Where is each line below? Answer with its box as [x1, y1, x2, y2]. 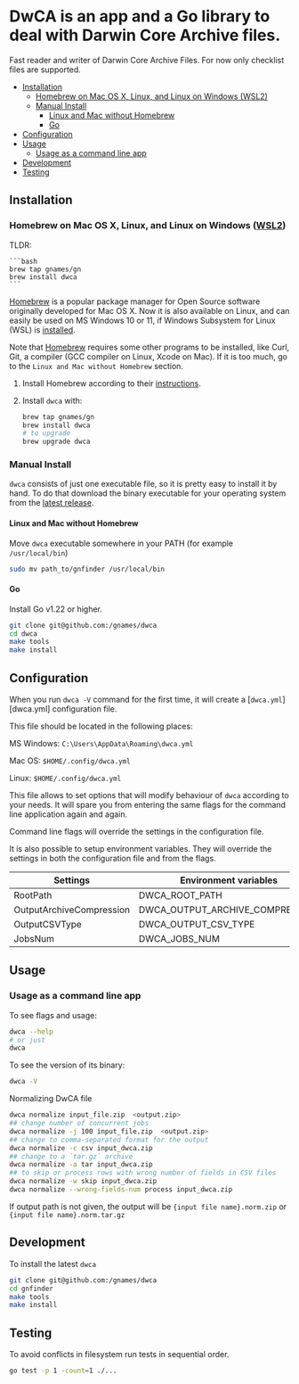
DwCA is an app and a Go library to [9, 6, 271, 27]
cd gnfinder [9, 1284, 53, 1293]
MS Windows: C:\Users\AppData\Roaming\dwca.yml [9, 738, 194, 749]
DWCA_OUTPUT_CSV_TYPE [138, 919, 255, 931]
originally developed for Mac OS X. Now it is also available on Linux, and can [9, 305, 290, 316]
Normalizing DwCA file [9, 1093, 93, 1104]
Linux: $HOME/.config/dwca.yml [9, 773, 122, 784]
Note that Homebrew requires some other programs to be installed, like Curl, [9, 342, 290, 352]
